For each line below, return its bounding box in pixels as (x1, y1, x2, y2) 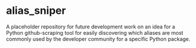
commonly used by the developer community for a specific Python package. (6, 35, 191, 42)
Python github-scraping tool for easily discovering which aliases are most (6, 29, 184, 36)
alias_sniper (6, 4, 66, 17)
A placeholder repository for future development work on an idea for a (6, 23, 176, 30)
